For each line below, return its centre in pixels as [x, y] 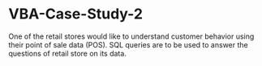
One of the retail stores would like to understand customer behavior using [131, 36]
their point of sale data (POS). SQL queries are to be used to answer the [129, 44]
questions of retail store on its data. [68, 53]
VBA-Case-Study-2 [76, 14]
